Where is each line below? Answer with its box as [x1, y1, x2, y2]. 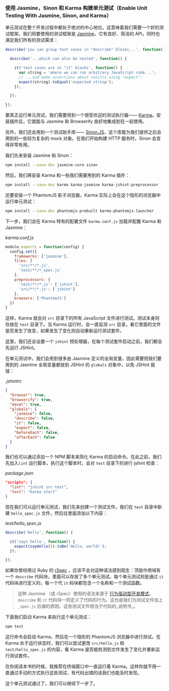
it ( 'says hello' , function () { [10, 539, 75, 544]
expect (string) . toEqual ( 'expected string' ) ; [18, 79, 114, 84]
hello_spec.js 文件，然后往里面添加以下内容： [11, 510, 108, 516]
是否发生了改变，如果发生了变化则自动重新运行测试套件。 [5, 328, 124, 334]
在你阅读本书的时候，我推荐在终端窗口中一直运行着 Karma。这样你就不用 [5, 663, 157, 669]
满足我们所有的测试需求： [5, 37, 58, 43]
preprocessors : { [14, 277, 51, 282]
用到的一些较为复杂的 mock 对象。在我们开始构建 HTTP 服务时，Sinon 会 [5, 135, 157, 142]
